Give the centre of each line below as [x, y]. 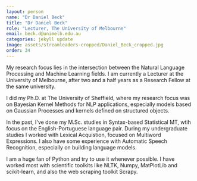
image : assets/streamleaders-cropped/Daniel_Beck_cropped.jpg [85, 45]
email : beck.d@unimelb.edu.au [44, 34]
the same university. [31, 86]
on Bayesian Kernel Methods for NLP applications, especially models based [99, 104]
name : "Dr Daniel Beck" [36, 17]
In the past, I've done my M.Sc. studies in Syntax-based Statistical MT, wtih [99, 122]
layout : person [25, 12]
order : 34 [18, 51]
